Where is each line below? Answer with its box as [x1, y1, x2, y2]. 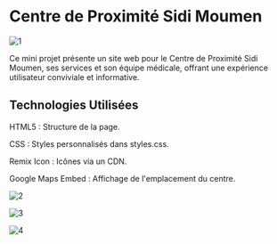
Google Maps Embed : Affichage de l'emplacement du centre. [9, 173, 236, 183]
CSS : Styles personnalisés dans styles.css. [9, 138, 169, 149]
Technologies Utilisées [9, 98, 139, 113]
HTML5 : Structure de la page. [9, 121, 120, 132]
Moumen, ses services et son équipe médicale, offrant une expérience [9, 62, 269, 73]
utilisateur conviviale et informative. [9, 71, 140, 82]
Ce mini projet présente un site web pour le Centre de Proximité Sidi [9, 53, 258, 63]
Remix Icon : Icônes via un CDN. [9, 156, 127, 167]
